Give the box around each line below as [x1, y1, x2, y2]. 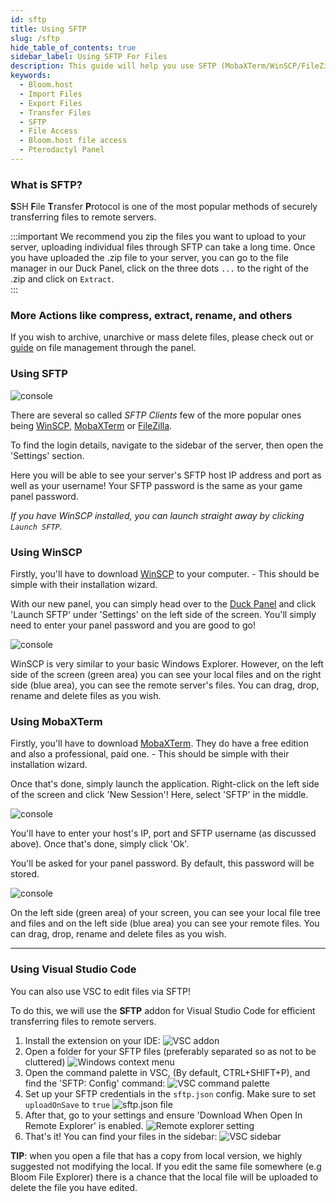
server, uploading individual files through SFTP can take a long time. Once [10, 241, 316, 253]
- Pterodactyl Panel [19, 145, 105, 155]
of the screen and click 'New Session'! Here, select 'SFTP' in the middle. [10, 789, 309, 801]
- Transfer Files [19, 107, 92, 118]
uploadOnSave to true [24, 1098, 111, 1110]
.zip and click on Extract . [10, 273, 115, 285]
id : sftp [10, 14, 47, 25]
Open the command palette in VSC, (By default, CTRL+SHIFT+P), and [24, 1066, 311, 1078]
